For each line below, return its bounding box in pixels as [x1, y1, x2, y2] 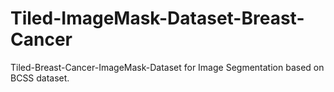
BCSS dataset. [10, 72, 70, 84]
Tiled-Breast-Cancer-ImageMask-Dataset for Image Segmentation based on [10, 61, 325, 73]
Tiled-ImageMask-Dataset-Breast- [10, 7, 305, 30]
